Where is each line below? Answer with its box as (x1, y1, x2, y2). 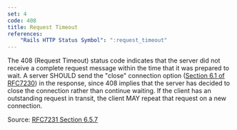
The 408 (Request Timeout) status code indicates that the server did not (7, 56, 221, 65)
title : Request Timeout (7, 23, 79, 31)
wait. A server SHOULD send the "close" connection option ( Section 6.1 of (7, 72, 225, 80)
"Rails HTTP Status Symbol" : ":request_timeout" (20, 37, 168, 44)
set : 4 (7, 10, 27, 18)
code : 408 (7, 17, 37, 24)
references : (7, 30, 43, 38)
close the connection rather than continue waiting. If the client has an (7, 87, 212, 95)
